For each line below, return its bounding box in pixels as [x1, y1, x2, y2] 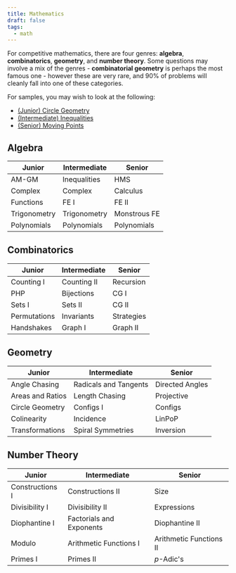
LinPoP [155, 413, 179, 423]
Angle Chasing [11, 379, 60, 389]
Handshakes [11, 322, 53, 332]
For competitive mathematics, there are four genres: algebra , [7, 49, 184, 58]
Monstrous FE [114, 209, 160, 219]
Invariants [62, 311, 95, 321]
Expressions [154, 502, 195, 512]
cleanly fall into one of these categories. [7, 79, 124, 88]
